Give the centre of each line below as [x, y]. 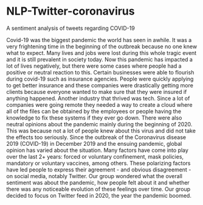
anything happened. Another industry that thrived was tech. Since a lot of [98, 98]
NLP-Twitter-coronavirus [71, 11]
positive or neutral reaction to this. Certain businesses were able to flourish [100, 72]
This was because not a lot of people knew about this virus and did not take [101, 131]
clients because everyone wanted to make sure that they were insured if [97, 92]
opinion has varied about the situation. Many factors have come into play [97, 150]
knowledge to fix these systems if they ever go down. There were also [94, 118]
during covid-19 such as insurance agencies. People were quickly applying [100, 79]
